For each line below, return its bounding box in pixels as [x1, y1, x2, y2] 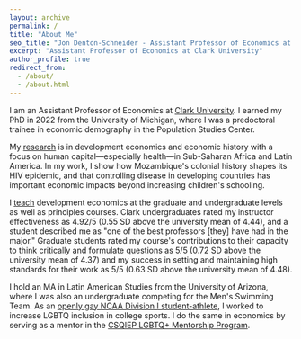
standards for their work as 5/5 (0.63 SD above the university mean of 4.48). [9, 263, 293, 274]
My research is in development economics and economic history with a [9, 141, 274, 152]
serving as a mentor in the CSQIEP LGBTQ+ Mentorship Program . [9, 319, 251, 330]
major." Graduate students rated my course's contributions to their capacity [9, 235, 289, 245]
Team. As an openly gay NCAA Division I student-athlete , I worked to [9, 300, 264, 311]
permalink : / [9, 22, 58, 31]
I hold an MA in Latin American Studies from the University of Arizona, [9, 281, 269, 292]
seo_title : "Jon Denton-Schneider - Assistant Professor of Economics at [9, 38, 292, 48]
